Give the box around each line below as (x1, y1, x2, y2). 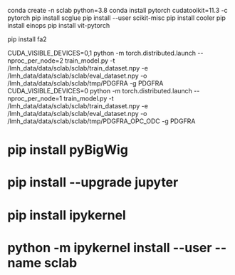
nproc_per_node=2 (7, 56, 64, 65)
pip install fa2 (7, 35, 48, 43)
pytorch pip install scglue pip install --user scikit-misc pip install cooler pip (7, 14, 226, 22)
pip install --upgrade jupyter (7, 175, 179, 191)
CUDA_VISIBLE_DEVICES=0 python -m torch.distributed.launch (7, 87, 192, 95)
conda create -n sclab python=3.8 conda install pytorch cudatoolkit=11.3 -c (7, 6, 228, 14)
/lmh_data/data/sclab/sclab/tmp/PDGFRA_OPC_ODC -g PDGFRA (7, 117, 196, 125)
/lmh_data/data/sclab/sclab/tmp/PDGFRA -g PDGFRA (7, 79, 164, 88)
